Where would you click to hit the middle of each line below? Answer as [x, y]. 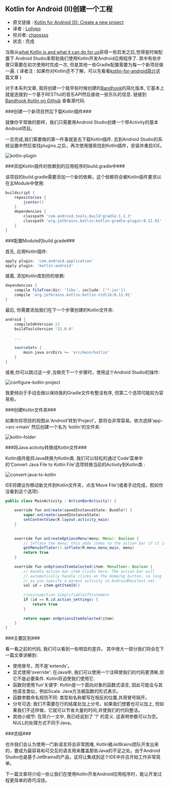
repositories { [30, 197]
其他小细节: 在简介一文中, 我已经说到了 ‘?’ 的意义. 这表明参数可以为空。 [87, 717]
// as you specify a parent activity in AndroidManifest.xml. [90, 581]
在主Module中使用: [25, 183]
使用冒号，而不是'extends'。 [42, 666]
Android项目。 [20, 128]
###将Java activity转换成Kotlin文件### [46, 447]
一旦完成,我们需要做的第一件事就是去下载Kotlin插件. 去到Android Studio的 [82, 139]
